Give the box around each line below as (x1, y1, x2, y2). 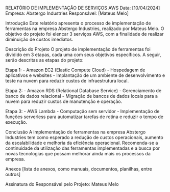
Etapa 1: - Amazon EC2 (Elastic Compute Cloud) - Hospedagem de (5, 67, 145, 73)
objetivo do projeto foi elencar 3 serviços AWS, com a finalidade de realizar (5, 31, 164, 37)
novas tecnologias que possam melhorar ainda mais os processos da (5, 151, 151, 156)
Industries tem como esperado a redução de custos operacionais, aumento (5, 134, 163, 140)
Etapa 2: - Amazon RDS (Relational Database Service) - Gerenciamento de (5, 88, 162, 94)
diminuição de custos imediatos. (5, 36, 74, 42)
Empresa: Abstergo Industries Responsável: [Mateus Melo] (5, 10, 129, 16)
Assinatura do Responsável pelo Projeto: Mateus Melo (5, 181, 119, 187)
